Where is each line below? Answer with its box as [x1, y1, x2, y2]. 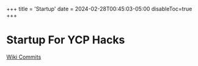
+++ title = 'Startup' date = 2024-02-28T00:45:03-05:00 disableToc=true [6, 5, 193, 12]
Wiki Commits [6, 53, 42, 61]
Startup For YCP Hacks [6, 33, 125, 47]
